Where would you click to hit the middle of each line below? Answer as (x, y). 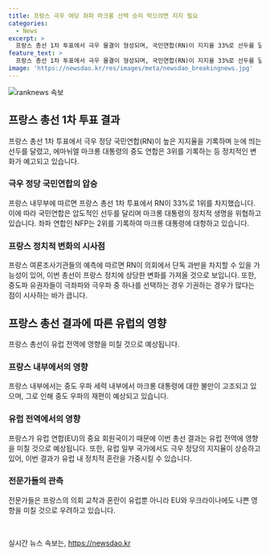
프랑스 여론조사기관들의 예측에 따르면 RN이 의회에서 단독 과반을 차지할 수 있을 (130, 265)
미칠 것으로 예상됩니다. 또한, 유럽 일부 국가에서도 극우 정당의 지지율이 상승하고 (139, 448)
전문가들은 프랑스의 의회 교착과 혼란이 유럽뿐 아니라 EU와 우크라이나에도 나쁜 (129, 500)
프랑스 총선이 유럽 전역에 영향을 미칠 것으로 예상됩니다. (94, 344)
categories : (28, 23)
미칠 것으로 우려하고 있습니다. (69, 510)
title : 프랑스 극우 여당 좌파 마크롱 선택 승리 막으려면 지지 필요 (103, 16)
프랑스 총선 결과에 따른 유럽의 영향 (88, 323)
